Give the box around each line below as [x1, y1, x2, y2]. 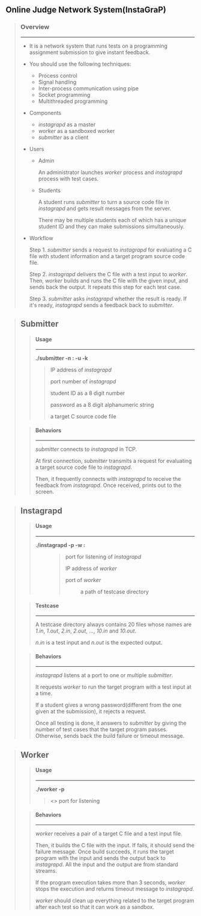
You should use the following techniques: [29, 60, 131, 67]
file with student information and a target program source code [29, 252, 185, 259]
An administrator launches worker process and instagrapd [38, 169, 182, 176]
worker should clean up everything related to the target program [35, 897, 194, 905]
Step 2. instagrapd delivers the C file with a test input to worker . [29, 270, 188, 277]
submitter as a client [38, 134, 89, 141]
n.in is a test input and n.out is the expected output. [35, 639, 163, 646]
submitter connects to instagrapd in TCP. [35, 445, 137, 453]
